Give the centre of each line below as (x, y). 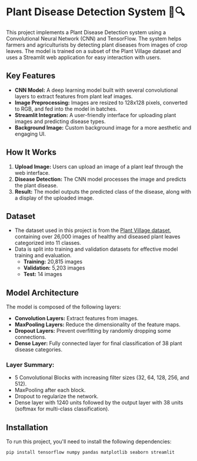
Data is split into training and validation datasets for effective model (96, 249)
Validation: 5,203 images (54, 268)
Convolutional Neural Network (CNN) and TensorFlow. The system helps (94, 38)
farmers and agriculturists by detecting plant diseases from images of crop (97, 45)
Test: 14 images (43, 274)
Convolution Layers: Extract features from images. (76, 319)
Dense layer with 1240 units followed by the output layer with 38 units (99, 403)
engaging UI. (30, 134)
